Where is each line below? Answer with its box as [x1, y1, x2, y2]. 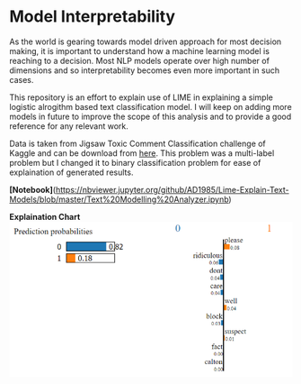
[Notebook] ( [9, 184, 57, 195]
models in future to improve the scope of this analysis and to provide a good [9, 111, 292, 122]
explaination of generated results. [9, 167, 134, 178]
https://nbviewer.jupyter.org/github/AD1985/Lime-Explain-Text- [55, 184, 289, 195]
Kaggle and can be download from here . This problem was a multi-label [9, 147, 275, 159]
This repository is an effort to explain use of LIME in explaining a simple [9, 92, 274, 103]
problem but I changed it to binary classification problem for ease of [9, 157, 261, 168]
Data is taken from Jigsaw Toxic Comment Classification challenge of [9, 138, 267, 149]
